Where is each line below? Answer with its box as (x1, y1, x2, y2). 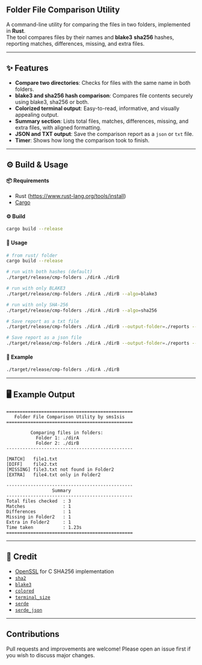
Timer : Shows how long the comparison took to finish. (14, 137, 150, 144)
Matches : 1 (6, 503, 71, 509)
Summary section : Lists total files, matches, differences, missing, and (14, 117, 189, 125)
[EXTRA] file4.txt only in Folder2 (6, 472, 101, 478)
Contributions (6, 629, 60, 640)
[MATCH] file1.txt (6, 456, 58, 462)
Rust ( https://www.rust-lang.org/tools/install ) (14, 193, 126, 200)
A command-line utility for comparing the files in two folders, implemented (6, 20, 191, 28)
